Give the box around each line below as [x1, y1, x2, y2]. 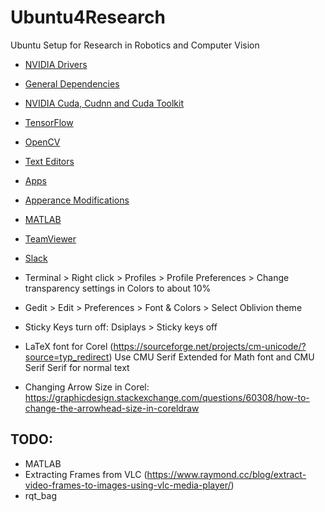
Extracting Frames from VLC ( [24, 468, 148, 480]
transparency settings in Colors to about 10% [24, 282, 212, 294]
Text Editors [24, 155, 75, 167]
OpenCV [24, 136, 61, 148]
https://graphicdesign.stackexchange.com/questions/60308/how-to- [24, 391, 310, 403]
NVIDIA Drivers [24, 58, 88, 70]
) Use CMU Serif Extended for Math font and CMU [108, 351, 315, 363]
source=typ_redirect [24, 351, 110, 363]
